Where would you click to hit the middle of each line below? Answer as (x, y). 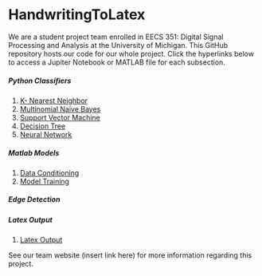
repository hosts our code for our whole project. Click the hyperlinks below (131, 53)
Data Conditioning (49, 172)
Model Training (45, 181)
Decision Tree (43, 126)
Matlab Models (34, 152)
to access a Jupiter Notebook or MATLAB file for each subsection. (117, 62)
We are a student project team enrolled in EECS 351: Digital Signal (116, 37)
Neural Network (46, 134)
